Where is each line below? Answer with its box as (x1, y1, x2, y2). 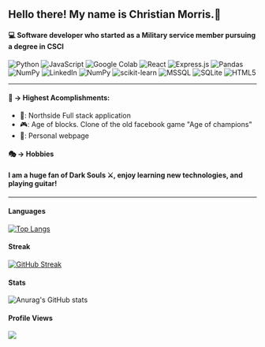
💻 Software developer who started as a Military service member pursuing (8, 30, 256, 39)
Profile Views (8, 313, 54, 323)
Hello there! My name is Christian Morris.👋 (8, 8, 222, 21)
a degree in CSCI (8, 41, 65, 51)
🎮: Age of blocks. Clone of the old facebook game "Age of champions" (19, 119, 252, 129)
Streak (8, 242, 31, 252)
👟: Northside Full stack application (19, 110, 132, 120)
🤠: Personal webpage (19, 131, 89, 140)
